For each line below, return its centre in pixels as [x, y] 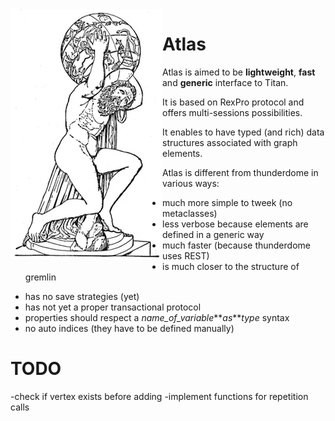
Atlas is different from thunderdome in [240, 172]
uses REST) [186, 255]
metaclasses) [190, 213]
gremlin [40, 277]
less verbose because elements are [235, 224]
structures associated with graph [230, 142]
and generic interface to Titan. [225, 82]
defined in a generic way [213, 234]
